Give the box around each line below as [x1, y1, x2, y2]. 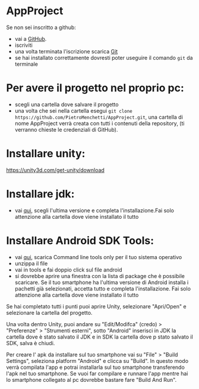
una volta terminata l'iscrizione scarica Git [14, 47, 118, 55]
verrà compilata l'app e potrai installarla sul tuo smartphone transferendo [6, 364, 185, 371]
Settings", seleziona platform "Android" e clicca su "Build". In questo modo [6, 357, 189, 364]
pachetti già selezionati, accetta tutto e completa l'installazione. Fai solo [14, 285, 191, 292]
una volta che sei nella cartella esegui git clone [14, 107, 132, 114]
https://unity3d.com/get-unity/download [6, 166, 105, 173]
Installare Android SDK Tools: [6, 234, 154, 247]
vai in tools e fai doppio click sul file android [14, 266, 122, 273]
